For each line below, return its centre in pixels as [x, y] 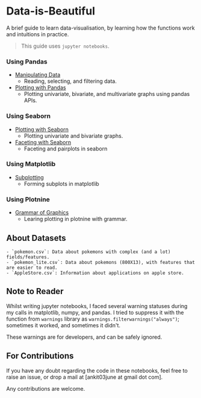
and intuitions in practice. [38, 34]
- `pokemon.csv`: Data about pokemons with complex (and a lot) [88, 252]
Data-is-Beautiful [51, 11]
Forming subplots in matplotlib [61, 184]
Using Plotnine [28, 199]
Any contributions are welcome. [46, 388]
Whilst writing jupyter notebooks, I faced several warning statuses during [97, 306]
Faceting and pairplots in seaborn [66, 149]
